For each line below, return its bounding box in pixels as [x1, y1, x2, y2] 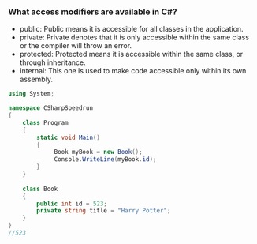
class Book [22, 185, 58, 193]
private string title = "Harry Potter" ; [36, 207, 171, 215]
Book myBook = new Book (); [54, 148, 143, 156]
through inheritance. [19, 58, 87, 67]
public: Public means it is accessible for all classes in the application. [19, 24, 244, 34]
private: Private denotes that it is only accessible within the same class [19, 32, 250, 42]
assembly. [19, 74, 54, 84]
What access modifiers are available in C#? [8, 6, 177, 17]
